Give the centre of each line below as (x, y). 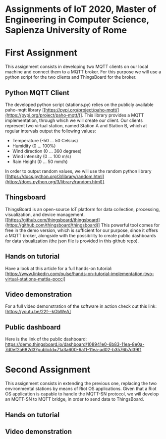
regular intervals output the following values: (51, 131)
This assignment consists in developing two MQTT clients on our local (77, 67)
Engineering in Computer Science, (77, 20)
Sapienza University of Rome (66, 30)
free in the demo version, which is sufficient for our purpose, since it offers (82, 230)
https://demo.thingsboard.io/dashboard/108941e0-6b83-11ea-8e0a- (75, 344)
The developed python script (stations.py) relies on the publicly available (79, 105)
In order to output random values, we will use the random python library (79, 171)
